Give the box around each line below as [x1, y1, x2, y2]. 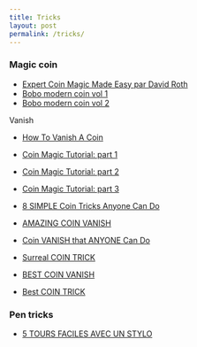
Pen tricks [9, 308, 54, 320]
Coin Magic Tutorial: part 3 [21, 183, 119, 194]
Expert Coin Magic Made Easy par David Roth [21, 79, 188, 89]
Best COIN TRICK [21, 286, 86, 297]
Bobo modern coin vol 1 [21, 88, 109, 98]
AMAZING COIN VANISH [21, 218, 112, 228]
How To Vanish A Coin [21, 132, 103, 143]
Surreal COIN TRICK [21, 251, 95, 262]
